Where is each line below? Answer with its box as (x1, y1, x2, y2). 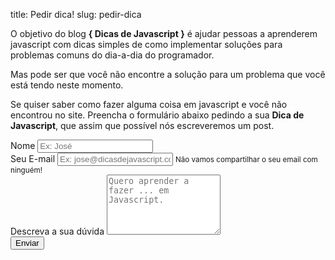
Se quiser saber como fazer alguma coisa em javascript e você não (10, 99, 288, 110)
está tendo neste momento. (10, 79, 124, 91)
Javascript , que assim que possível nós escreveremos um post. (10, 120, 275, 131)
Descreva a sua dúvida (10, 225, 105, 237)
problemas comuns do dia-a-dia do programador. (10, 49, 215, 61)
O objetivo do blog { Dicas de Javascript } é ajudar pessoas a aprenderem (10, 28, 318, 39)
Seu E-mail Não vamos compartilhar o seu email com (10, 153, 318, 164)
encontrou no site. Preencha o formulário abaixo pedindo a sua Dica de (10, 109, 305, 121)
